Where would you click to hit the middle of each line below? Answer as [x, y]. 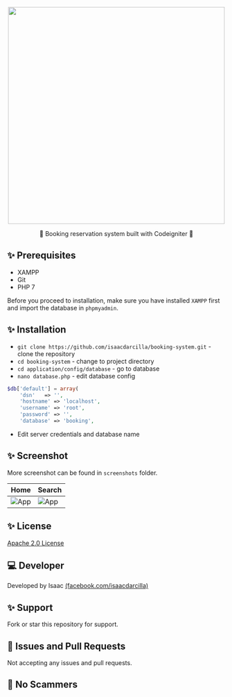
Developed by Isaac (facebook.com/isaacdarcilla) [78, 586]
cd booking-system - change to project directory [86, 361]
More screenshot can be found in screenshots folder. [82, 473]
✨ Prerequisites [42, 256]
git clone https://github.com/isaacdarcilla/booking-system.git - [114, 346]
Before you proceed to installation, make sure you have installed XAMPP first [114, 300]
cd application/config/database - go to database [88, 369]
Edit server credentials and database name [78, 434]
